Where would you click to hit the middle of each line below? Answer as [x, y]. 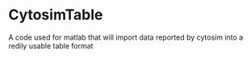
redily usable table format [51, 45]
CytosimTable [56, 15]
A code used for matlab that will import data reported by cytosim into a [126, 37]
